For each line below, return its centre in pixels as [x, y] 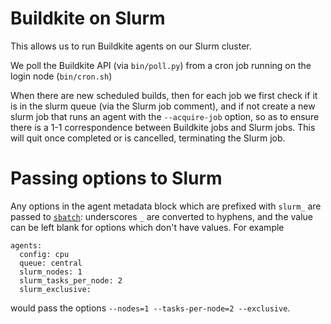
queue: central [51, 263]
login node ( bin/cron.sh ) [61, 76]
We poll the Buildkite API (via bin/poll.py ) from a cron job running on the [161, 65]
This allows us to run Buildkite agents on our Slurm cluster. [131, 46]
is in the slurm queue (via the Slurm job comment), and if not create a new [163, 106]
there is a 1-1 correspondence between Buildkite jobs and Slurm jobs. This [163, 127]
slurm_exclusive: [55, 289]
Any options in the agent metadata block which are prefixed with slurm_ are [166, 206]
